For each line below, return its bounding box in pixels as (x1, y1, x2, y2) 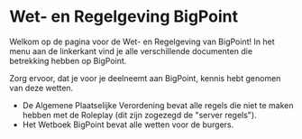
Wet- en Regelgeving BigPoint (9, 6, 239, 27)
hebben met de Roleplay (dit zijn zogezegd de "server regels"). (22, 109, 257, 120)
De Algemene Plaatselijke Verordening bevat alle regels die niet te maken (22, 99, 294, 110)
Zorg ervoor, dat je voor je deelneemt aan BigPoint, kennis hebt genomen (9, 72, 281, 83)
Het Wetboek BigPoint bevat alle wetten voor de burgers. (22, 119, 234, 130)
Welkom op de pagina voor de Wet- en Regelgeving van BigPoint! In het (9, 36, 275, 47)
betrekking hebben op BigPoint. (9, 55, 127, 66)
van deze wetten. (9, 82, 74, 93)
